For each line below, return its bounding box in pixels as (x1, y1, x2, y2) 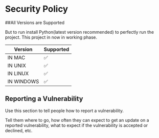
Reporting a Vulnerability (5, 94, 83, 103)
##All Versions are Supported (5, 20, 65, 25)
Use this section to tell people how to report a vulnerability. (5, 108, 124, 114)
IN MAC (7, 54, 25, 61)
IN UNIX (7, 62, 26, 69)
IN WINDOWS (7, 78, 39, 85)
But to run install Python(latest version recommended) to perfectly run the (5, 29, 154, 35)
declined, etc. (5, 127, 33, 133)
